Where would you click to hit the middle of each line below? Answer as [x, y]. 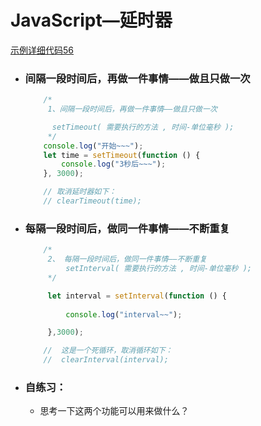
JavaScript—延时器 [91, 20]
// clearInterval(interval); [106, 360]
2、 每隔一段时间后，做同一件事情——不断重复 [127, 259]
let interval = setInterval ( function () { [137, 296]
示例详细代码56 [42, 50]
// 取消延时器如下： [80, 192]
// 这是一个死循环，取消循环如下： [108, 351]
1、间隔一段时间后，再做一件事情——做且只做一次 [132, 109]
